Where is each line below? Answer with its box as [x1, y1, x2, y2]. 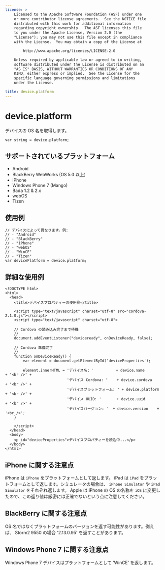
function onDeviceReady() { [14, 354, 71, 359]
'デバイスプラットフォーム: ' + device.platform [66, 387, 159, 392]
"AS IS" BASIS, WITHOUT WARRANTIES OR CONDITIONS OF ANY [14, 66, 133, 72]
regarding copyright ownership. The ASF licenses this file [14, 26, 142, 31]
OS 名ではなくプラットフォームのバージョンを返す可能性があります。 [5, 523, 146, 529]
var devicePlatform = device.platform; [5, 258, 87, 263]
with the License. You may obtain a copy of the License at [14, 40, 142, 45]
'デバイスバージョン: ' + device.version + [66, 406, 160, 411]
